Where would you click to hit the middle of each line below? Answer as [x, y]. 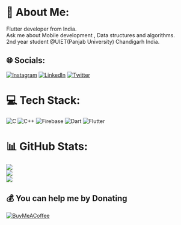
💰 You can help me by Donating [67, 198]
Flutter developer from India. [41, 29]
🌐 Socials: [26, 60]
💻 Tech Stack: [43, 100]
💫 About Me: [38, 12]
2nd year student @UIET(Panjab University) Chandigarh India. [83, 41]
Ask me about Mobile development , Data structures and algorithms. [91, 35]
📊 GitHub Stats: [47, 146]
